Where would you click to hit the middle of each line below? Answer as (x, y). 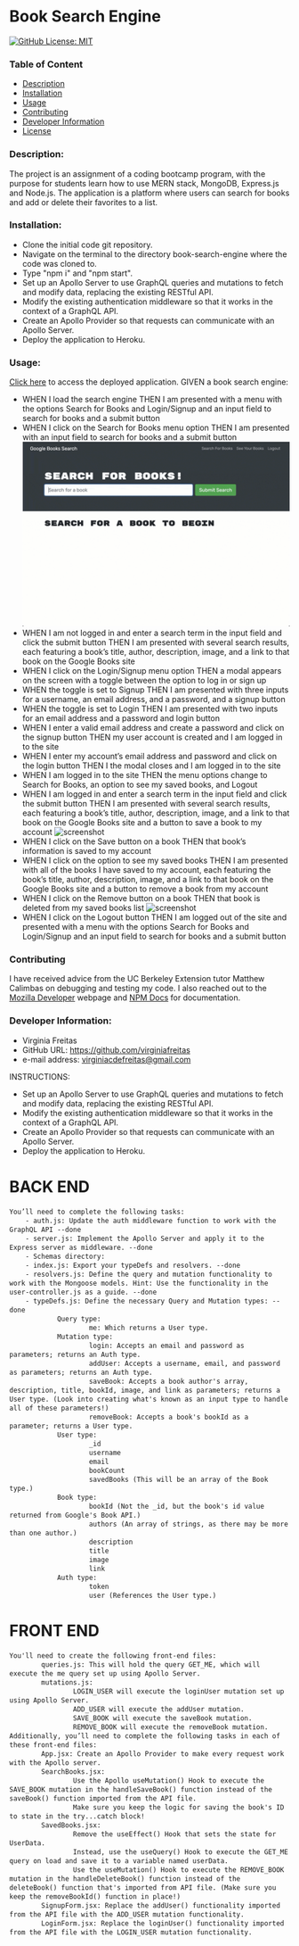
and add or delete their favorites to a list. (84, 202)
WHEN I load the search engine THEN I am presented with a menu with (152, 400)
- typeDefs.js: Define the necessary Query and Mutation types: (147, 1301)
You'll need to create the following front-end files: (113, 1656)
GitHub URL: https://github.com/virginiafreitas (106, 1049)
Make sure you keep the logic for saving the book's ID (178, 1807)
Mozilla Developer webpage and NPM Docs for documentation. (125, 998)
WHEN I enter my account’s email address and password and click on (149, 757)
